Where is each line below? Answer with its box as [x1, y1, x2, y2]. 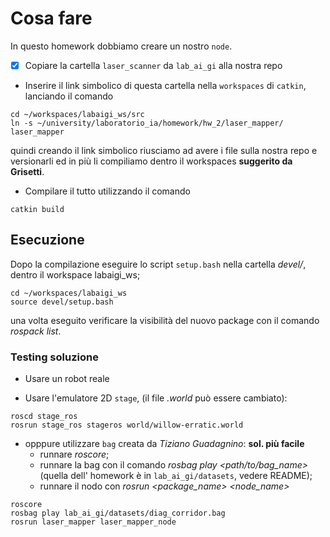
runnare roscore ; [39, 448, 110, 461]
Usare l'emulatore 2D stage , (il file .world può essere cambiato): [24, 392, 288, 404]
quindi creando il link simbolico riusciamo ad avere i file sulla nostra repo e [10, 145, 318, 156]
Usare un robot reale [24, 373, 110, 385]
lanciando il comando [24, 90, 114, 102]
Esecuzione [10, 232, 85, 249]
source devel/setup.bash [10, 297, 114, 307]
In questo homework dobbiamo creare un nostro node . [10, 40, 233, 52]
